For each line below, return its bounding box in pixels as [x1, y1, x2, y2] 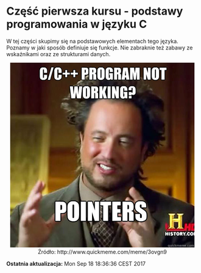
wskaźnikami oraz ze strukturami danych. [6, 50, 111, 57]
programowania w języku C [6, 17, 147, 31]
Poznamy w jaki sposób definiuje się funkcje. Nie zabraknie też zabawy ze [6, 44, 193, 51]
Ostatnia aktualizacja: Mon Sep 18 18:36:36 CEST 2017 [6, 260, 146, 267]
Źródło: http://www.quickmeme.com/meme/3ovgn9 [37, 248, 167, 255]
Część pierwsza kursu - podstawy [6, 4, 183, 18]
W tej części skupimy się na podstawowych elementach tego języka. [6, 37, 178, 45]
